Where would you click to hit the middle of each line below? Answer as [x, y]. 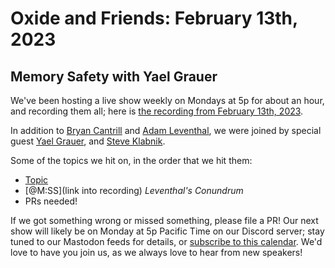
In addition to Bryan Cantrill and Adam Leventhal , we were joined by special [166, 130]
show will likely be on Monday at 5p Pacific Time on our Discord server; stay [167, 231]
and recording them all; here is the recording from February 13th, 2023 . [157, 111]
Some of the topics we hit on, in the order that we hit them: [131, 160]
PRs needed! [51, 201]
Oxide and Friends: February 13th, [154, 18]
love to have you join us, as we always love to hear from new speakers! [156, 252]
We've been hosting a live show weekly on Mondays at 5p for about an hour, [167, 100]
